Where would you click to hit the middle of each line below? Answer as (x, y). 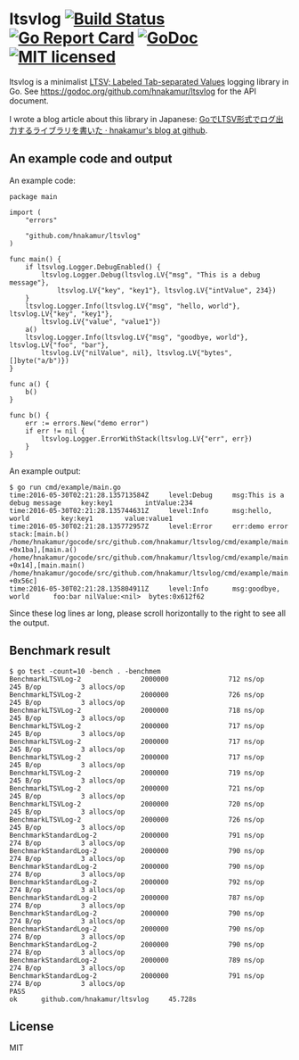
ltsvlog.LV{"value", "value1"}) (101, 321)
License (32, 1026)
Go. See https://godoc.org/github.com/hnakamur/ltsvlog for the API (133, 91)
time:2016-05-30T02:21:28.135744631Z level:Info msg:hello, (141, 510)
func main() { (36, 259)
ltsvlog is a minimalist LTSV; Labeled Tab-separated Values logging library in (149, 81)
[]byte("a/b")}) (39, 360)
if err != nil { (56, 431)
